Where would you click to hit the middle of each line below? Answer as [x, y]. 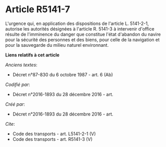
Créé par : [15, 104]
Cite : [10, 124]
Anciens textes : [22, 65]
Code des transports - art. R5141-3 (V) [52, 139]
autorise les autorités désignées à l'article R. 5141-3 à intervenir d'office [80, 28]
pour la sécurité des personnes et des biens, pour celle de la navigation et [82, 40]
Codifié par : [18, 84]
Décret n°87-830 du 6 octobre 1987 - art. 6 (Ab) [63, 74]
